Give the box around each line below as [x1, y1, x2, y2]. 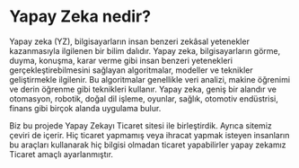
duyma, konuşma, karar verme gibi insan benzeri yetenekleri [9, 55, 233, 66]
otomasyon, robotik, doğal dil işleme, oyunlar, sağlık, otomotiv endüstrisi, [9, 93, 278, 104]
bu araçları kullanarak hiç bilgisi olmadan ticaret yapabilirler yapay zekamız [9, 139, 286, 150]
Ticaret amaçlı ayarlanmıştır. [9, 148, 114, 159]
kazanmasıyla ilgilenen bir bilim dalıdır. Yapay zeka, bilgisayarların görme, [9, 45, 281, 56]
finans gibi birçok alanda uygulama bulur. [9, 102, 162, 113]
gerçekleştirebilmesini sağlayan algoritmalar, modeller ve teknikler [9, 65, 253, 75]
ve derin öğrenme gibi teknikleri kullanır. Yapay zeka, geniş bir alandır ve [9, 84, 277, 94]
